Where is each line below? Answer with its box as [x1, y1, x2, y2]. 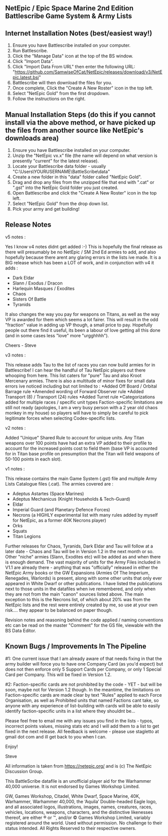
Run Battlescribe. [12, 48, 48, 54]
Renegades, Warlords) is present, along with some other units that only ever [5, 575, 162, 581]
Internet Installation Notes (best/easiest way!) [5, 29, 152, 37]
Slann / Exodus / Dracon [12, 280, 63, 286]
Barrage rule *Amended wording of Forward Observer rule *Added [5, 388, 144, 394]
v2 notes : [5, 425, 26, 431]
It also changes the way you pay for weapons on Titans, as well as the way [5, 311, 160, 317]
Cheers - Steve [5, 342, 37, 348]
